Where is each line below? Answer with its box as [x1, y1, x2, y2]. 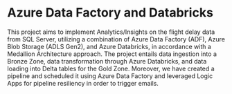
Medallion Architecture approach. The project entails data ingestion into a [7, 50, 217, 58]
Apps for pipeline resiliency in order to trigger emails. [7, 79, 159, 87]
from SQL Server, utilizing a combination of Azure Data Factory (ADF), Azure [7, 35, 225, 43]
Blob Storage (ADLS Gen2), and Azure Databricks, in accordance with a [7, 42, 211, 50]
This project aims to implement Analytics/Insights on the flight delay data [7, 28, 215, 36]
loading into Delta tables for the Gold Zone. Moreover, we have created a [7, 64, 215, 73]
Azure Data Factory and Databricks [7, 5, 213, 21]
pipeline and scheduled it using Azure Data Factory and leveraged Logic [7, 71, 213, 80]
